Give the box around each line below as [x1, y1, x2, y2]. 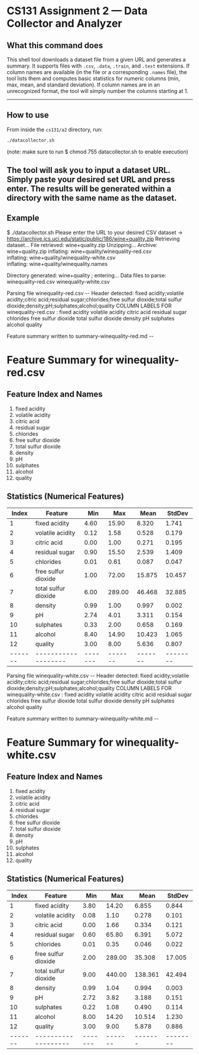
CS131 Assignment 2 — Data [6, 4, 148, 18]
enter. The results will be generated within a [6, 184, 172, 194]
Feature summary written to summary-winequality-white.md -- [6, 715, 159, 722]
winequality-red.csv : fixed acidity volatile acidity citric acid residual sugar [6, 308, 187, 315]
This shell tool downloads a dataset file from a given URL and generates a [6, 56, 186, 63]
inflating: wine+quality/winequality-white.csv [6, 254, 116, 261]
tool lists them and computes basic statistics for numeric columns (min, [6, 75, 180, 82]
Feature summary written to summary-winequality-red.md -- [6, 332, 154, 339]
